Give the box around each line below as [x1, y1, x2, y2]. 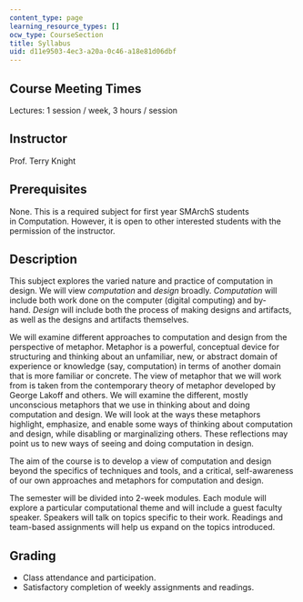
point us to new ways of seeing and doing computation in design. [9, 438, 255, 449]
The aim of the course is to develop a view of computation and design [9, 456, 272, 467]
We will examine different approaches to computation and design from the [9, 332, 288, 343]
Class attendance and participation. [22, 572, 157, 583]
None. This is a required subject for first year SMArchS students [9, 206, 250, 216]
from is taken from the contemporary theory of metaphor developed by [9, 380, 276, 391]
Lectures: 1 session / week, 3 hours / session [9, 105, 178, 115]
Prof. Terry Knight [9, 156, 76, 166]
